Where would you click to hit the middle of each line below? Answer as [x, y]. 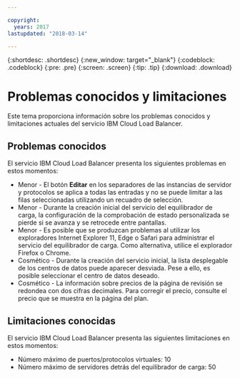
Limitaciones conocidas [62, 321]
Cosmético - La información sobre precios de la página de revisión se [120, 283]
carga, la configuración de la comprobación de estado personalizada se [124, 215]
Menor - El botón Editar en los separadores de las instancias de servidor [125, 185]
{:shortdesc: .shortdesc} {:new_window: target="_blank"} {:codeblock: [111, 60]
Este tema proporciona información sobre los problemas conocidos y [109, 116]
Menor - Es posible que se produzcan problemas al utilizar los [109, 230]
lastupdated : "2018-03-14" [47, 34]
